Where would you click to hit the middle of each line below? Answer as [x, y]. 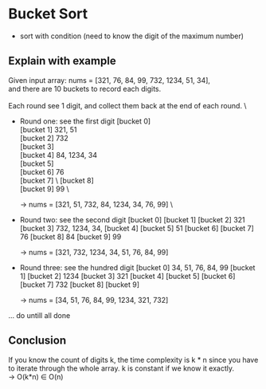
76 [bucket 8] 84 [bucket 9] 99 [70, 237]
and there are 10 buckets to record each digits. [85, 88]
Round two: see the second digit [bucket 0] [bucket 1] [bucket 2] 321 [132, 219]
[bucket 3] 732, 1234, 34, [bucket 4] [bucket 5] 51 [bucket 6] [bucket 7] [137, 228]
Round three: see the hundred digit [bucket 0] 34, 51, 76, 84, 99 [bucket [137, 267]
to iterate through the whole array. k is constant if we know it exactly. [121, 368]
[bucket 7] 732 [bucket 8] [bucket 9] [80, 285]
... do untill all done [39, 315]
